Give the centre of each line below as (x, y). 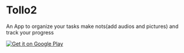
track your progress (30, 32)
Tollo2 (21, 10)
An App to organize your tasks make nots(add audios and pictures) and (92, 26)
